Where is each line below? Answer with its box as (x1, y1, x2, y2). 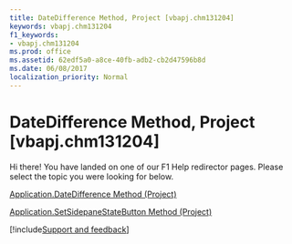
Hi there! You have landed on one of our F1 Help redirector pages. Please (9, 161, 284, 172)
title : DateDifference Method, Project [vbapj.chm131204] (9, 13, 235, 23)
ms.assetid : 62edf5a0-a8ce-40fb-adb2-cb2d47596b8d (9, 56, 206, 65)
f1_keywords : (9, 30, 59, 39)
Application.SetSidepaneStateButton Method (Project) (9, 206, 213, 217)
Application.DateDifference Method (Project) (9, 188, 177, 199)
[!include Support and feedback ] (9, 224, 130, 235)
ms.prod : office (9, 47, 71, 56)
